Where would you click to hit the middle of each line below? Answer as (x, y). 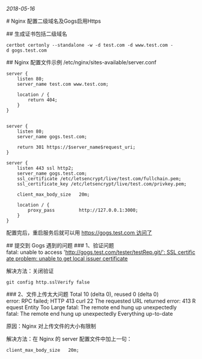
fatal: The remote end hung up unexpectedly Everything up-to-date (90, 314)
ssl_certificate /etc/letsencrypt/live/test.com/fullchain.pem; (99, 179)
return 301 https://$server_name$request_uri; (76, 147)
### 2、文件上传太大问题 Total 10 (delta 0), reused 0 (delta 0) (83, 294)
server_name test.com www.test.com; (63, 84)
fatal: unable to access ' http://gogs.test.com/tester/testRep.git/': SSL (91, 252)
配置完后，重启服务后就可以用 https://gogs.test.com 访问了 (79, 233)
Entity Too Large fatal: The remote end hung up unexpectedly (101, 307)
